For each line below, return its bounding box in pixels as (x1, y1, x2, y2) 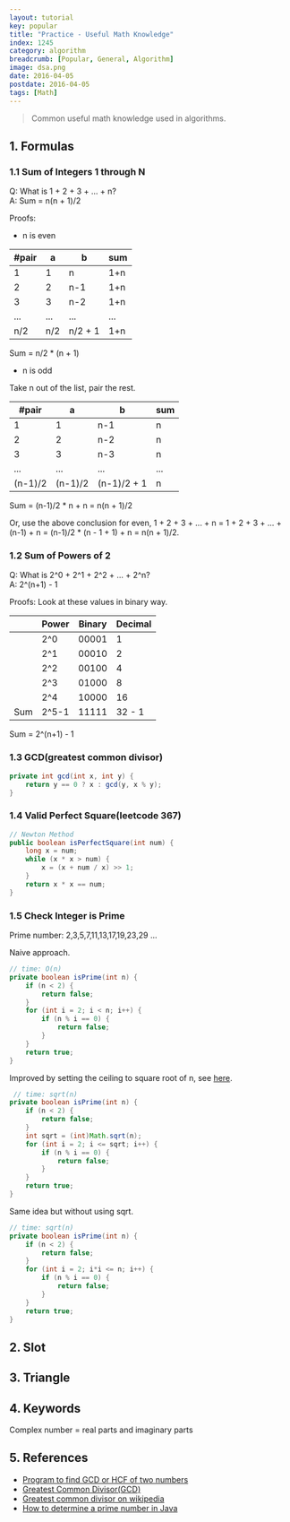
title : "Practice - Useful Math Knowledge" (9, 30, 175, 39)
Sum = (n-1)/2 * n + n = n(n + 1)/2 (9, 500, 132, 511)
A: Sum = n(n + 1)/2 (9, 195, 81, 206)
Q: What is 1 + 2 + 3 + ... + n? (9, 186, 116, 197)
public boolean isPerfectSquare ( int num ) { (9, 838, 175, 847)
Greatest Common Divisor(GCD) (21, 1483, 141, 1494)
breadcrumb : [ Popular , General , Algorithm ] (9, 55, 175, 64)
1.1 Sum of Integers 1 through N (9, 165, 146, 177)
